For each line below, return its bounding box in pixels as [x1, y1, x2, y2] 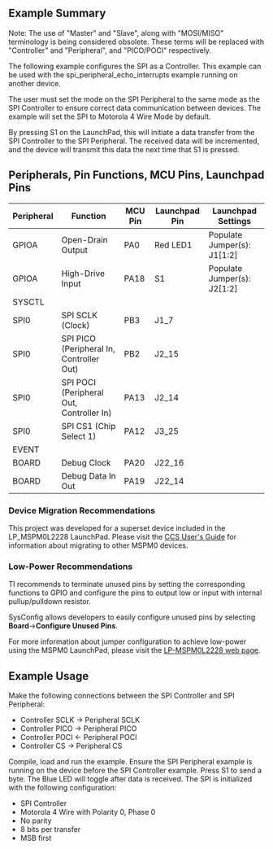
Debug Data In [61, 470, 116, 481]
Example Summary [8, 7, 106, 20]
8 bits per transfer [19, 825, 81, 834]
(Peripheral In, [61, 343, 115, 354]
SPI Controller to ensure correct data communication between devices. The [8, 103, 262, 112]
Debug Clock [61, 457, 111, 468]
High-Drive [61, 268, 106, 279]
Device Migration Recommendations [8, 505, 156, 516]
